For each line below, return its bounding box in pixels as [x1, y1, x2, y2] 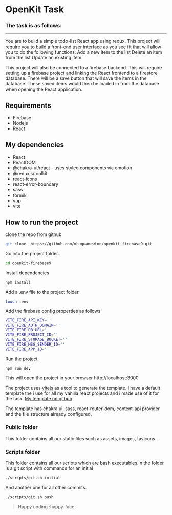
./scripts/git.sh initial [5, 475, 60, 481]
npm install [5, 280, 31, 285]
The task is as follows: [5, 22, 62, 29]
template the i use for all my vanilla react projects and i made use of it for [5, 390, 159, 396]
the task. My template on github [5, 396, 73, 402]
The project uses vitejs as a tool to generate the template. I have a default [5, 385, 160, 391]
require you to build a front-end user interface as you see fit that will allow [5, 44, 161, 50]
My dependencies [5, 140, 64, 149]
